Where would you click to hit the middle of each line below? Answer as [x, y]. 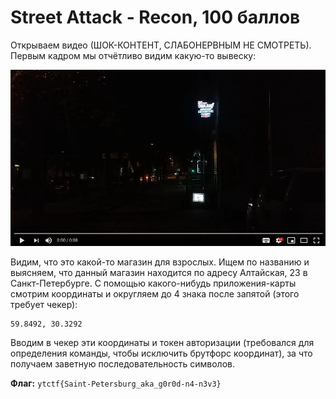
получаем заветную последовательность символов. [122, 363]
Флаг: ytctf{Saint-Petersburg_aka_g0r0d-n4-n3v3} [116, 383]
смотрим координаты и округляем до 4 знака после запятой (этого [155, 293]
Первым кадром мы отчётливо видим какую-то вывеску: [133, 55]
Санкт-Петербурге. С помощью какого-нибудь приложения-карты [153, 283]
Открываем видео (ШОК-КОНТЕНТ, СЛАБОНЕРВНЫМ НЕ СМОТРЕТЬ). [161, 45]
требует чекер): [44, 304]
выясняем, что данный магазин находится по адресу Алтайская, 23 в [159, 272]
